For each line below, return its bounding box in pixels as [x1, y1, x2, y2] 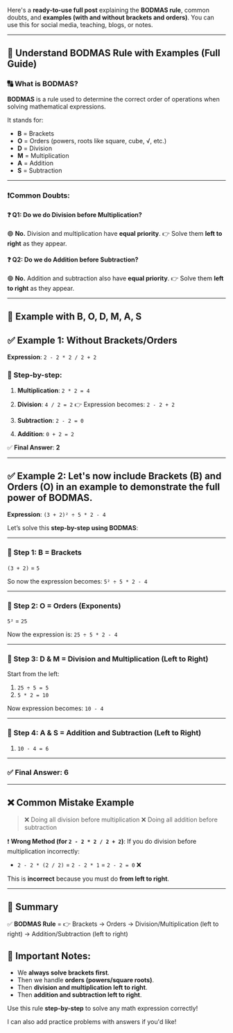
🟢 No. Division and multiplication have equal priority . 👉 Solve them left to [7, 229, 223, 237]
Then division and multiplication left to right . [17, 984, 148, 992]
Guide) [7, 58, 37, 70]
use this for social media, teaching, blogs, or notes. [7, 21, 153, 29]
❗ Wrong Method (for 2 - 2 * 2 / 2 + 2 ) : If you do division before [7, 837, 197, 845]
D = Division [17, 144, 53, 152]
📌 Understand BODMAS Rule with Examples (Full [7, 47, 221, 59]
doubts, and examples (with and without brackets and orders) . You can [7, 13, 215, 22]
